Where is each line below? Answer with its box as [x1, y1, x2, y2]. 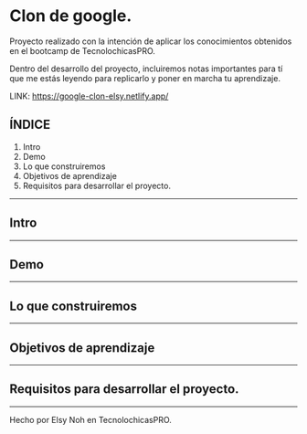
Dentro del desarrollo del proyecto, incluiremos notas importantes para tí [9, 63, 283, 74]
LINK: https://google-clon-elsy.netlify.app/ [9, 90, 169, 101]
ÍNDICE [9, 117, 51, 132]
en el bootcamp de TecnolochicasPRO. [9, 45, 155, 56]
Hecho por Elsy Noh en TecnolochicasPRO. [9, 414, 172, 425]
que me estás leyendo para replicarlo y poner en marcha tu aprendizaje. [9, 72, 281, 83]
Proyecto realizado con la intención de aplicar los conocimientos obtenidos [9, 36, 292, 47]
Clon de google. [9, 5, 132, 26]
